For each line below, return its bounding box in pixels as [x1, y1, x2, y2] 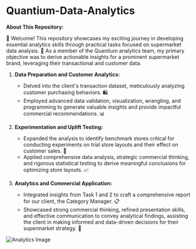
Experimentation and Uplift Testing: [14, 123, 104, 130]
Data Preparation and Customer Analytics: [14, 71, 120, 78]
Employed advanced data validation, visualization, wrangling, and [23, 97, 181, 104]
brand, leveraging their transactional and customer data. [6, 60, 142, 67]
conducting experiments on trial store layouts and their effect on [23, 141, 178, 148]
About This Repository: [6, 23, 64, 30]
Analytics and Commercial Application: [14, 179, 112, 186]
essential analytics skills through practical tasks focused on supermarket [6, 41, 181, 48]
